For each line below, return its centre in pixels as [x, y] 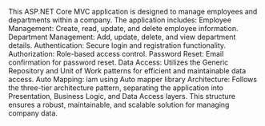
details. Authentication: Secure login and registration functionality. [117, 45]
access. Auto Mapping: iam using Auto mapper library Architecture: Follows [133, 79]
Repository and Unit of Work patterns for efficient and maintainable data [127, 71]
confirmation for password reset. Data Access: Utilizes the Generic [118, 62]
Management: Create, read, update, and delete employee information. [123, 28]
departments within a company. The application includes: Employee [120, 20]
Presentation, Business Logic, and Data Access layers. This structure [122, 96]
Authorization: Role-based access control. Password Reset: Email [116, 54]
